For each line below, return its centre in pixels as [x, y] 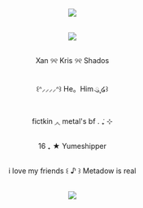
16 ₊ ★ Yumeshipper [72, 146]
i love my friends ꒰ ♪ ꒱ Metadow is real [72, 171]
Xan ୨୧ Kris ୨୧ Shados [72, 60]
